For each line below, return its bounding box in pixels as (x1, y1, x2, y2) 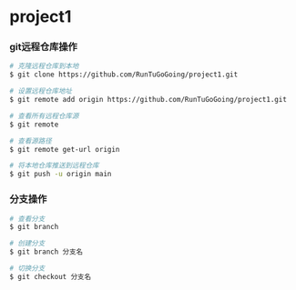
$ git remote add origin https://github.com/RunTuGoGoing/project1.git (9, 95, 287, 105)
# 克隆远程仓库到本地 (9, 62, 79, 71)
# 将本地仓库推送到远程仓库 (9, 161, 100, 170)
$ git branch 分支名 (9, 247, 84, 256)
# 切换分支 (9, 264, 46, 274)
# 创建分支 (9, 239, 46, 248)
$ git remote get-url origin (9, 145, 120, 154)
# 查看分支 (9, 214, 46, 224)
